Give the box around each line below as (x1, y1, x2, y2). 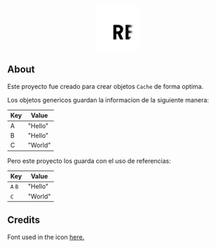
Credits (7, 214, 41, 226)
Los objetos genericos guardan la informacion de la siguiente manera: (7, 95, 209, 104)
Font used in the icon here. (7, 233, 85, 241)
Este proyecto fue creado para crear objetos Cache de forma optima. (7, 82, 204, 90)
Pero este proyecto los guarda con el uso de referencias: (7, 156, 172, 165)
